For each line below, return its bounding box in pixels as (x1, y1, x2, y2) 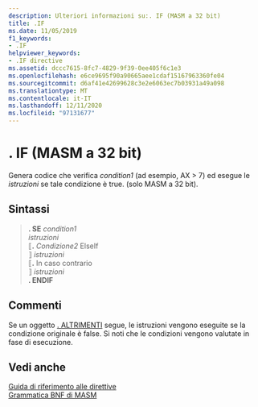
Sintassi (8, 202, 50, 216)
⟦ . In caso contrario (27, 258, 92, 268)
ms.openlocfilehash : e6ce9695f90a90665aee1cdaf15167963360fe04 (8, 72, 225, 80)
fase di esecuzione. (8, 337, 74, 347)
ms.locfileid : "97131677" (8, 110, 95, 118)
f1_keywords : (8, 34, 52, 43)
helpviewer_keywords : (8, 49, 81, 57)
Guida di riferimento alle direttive (8, 382, 117, 392)
